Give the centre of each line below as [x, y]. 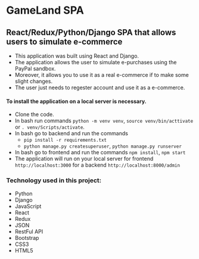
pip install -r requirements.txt [65, 141]
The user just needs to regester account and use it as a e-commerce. [100, 88]
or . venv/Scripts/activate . [50, 127]
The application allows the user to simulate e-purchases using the [96, 62]
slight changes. [33, 81]
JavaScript [28, 206]
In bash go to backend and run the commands [71, 133]
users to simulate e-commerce [64, 41]
